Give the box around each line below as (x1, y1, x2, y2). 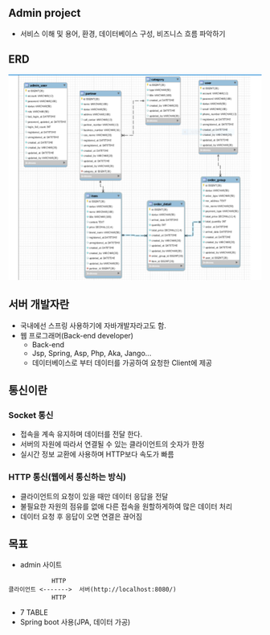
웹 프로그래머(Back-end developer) (19, 330, 134, 340)
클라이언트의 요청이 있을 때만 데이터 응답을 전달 (19, 491, 169, 501)
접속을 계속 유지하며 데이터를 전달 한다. (19, 429, 143, 439)
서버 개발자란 (8, 297, 70, 312)
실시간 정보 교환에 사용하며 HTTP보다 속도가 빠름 (19, 449, 174, 459)
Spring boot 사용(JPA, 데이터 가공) (19, 617, 131, 627)
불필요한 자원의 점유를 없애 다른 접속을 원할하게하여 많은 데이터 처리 (19, 502, 233, 511)
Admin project (8, 6, 81, 20)
